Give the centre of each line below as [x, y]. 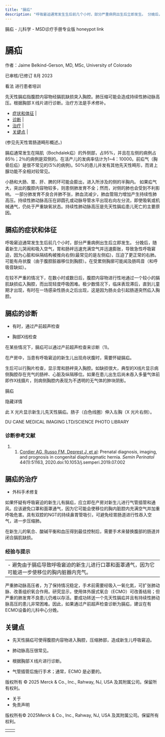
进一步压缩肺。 [29, 521]
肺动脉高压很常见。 [32, 651]
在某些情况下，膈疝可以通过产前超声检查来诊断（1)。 [58, 347]
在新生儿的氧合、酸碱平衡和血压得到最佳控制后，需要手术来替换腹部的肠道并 [82, 532]
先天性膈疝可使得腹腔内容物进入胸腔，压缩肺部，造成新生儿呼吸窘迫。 [83, 640]
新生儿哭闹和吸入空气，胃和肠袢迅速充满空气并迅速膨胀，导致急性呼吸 [80, 249]
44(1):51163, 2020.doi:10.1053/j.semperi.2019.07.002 [72, 463]
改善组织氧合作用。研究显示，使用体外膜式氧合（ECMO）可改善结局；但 [87, 592]
